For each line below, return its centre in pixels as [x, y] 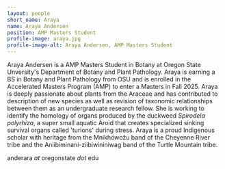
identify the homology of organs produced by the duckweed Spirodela [106, 116]
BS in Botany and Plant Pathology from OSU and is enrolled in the [99, 79]
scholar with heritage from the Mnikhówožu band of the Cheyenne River [109, 137]
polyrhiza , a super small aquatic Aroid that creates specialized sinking [106, 123]
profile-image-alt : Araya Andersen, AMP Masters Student [90, 45]
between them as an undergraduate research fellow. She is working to [106, 108]
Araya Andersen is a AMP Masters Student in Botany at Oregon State [104, 65]
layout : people [29, 13]
